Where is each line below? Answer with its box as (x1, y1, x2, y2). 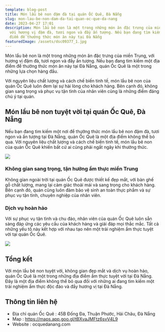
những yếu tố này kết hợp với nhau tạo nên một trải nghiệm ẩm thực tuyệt (5, 226, 154, 232)
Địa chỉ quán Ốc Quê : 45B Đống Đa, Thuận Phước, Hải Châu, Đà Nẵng (12, 310, 156, 317)
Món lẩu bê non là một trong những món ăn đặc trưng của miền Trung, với (5, 53, 155, 58)
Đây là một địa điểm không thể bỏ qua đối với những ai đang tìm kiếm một (5, 278, 155, 284)
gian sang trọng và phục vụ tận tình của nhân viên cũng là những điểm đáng (5, 88, 160, 94)
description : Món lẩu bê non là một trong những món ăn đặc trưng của (5, 26, 153, 30)
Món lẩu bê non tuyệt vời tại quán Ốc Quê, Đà (5, 108, 146, 116)
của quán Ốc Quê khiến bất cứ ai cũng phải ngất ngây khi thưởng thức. (5, 144, 148, 150)
